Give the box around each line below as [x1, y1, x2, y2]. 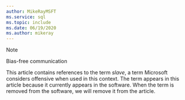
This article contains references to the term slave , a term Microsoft [6, 69, 168, 76]
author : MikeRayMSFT [6, 8, 57, 15]
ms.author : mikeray [6, 30, 54, 36]
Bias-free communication [6, 58, 68, 65]
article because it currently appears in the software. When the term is [6, 81, 174, 88]
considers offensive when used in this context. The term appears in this [6, 75, 180, 82]
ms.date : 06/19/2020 [6, 25, 57, 31]
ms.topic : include [6, 19, 51, 25]
